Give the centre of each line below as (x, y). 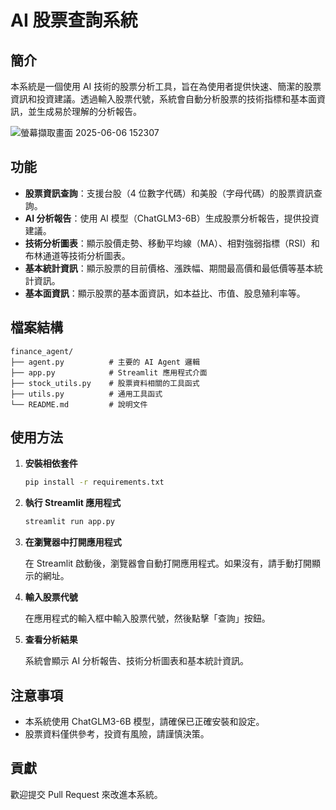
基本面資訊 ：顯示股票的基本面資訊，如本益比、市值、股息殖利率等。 (165, 293)
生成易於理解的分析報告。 (89, 111)
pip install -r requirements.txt (94, 482)
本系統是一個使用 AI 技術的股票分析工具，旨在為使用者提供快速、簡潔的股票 (166, 86)
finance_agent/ (42, 351)
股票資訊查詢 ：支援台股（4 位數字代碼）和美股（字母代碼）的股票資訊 (169, 193)
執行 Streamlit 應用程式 (73, 503)
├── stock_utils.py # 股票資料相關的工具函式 (105, 383)
